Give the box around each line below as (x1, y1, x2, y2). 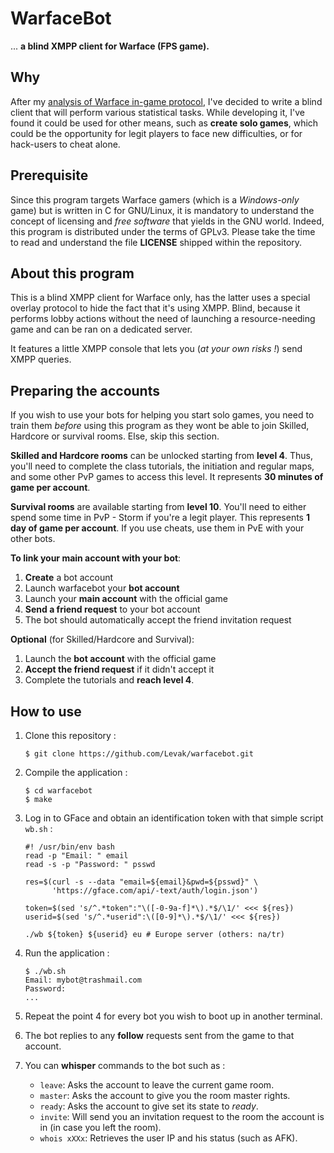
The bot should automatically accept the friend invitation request (24, 614, 292, 626)
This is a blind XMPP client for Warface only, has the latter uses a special (10, 292, 311, 304)
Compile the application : (24, 767, 128, 778)
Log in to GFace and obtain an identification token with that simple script (24, 812, 324, 824)
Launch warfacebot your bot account (24, 582, 180, 594)
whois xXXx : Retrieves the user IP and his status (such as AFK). (39, 1132, 298, 1144)
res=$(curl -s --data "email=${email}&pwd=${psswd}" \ (24, 877, 259, 887)
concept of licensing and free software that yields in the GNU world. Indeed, (10, 215, 325, 227)
